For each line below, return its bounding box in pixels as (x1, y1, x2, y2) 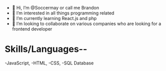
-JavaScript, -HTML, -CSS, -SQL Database (5, 60, 94, 66)
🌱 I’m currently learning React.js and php (12, 15, 97, 21)
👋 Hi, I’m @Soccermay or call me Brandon (12, 5, 99, 10)
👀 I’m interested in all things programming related (12, 10, 115, 16)
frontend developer (12, 26, 52, 32)
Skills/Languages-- (5, 43, 88, 55)
